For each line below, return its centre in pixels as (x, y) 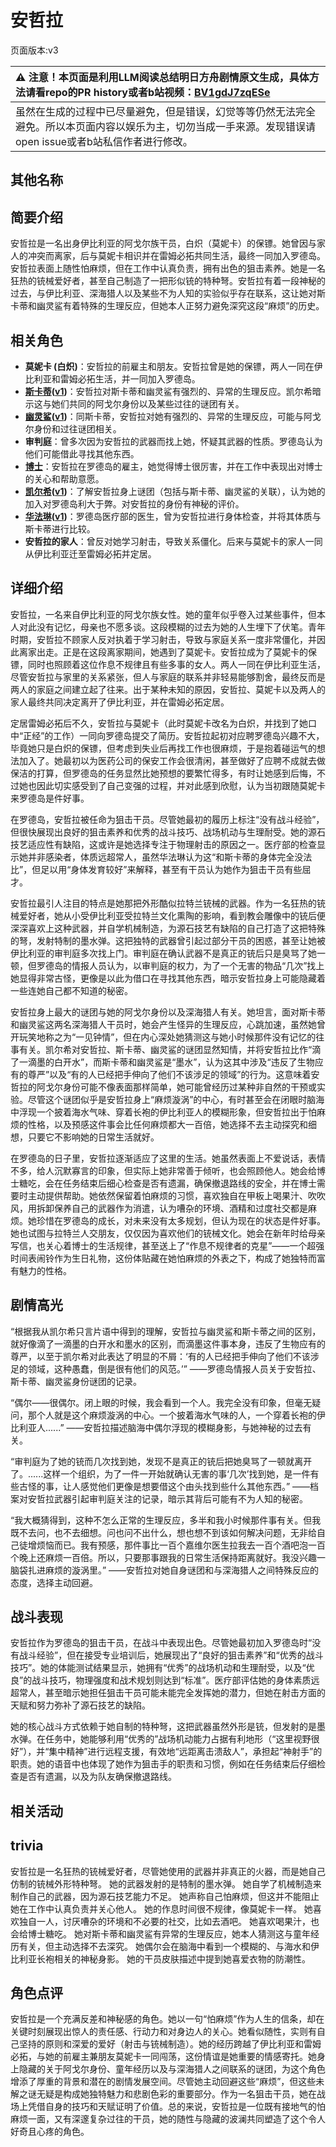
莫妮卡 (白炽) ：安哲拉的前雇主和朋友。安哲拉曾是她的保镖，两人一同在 (169, 366)
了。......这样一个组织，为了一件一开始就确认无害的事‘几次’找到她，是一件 (160, 1473)
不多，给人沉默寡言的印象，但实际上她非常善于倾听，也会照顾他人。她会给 (163, 1170)
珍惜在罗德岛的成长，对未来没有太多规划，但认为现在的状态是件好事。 (181, 1220)
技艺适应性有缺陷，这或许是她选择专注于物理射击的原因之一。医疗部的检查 (163, 844)
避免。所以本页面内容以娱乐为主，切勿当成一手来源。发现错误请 (166, 126)
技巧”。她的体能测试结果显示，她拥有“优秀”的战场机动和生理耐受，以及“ (158, 1668)
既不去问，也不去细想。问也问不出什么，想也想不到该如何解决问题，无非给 (163, 1532)
